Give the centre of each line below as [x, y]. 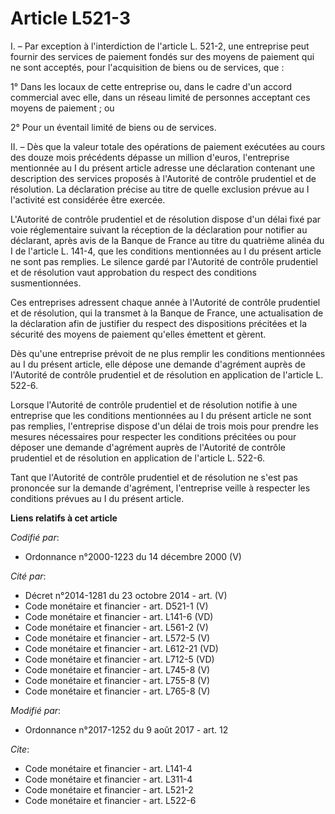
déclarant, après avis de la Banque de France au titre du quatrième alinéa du [167, 240]
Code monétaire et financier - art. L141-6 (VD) [119, 616]
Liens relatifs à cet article [64, 518]
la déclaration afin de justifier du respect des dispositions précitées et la [159, 323]
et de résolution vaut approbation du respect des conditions [133, 272]
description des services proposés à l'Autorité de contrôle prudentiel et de [163, 178]
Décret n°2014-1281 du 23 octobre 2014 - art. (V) [126, 595]
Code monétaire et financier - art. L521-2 [109, 789]
